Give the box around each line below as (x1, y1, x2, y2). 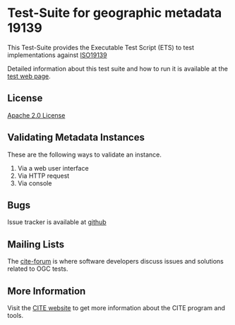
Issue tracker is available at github (7, 218, 107, 226)
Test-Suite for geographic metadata (7, 5, 222, 21)
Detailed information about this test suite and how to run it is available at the (7, 64, 228, 73)
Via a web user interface (17, 164, 90, 172)
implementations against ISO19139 (7, 51, 107, 59)
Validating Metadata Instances (7, 132, 145, 144)
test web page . (7, 72, 51, 80)
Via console (17, 178, 52, 188)
